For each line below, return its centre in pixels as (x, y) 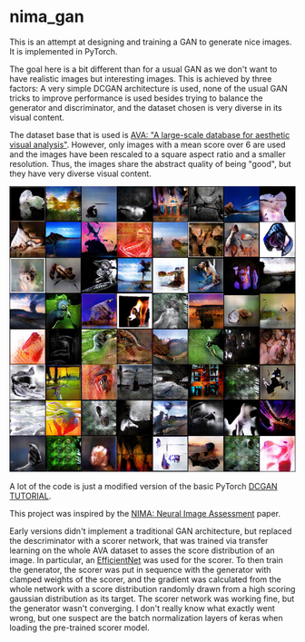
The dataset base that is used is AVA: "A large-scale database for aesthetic (150, 134)
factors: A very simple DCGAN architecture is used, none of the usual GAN (148, 88)
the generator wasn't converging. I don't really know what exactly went (142, 608)
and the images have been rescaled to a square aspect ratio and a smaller (148, 154)
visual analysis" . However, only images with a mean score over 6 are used (148, 144)
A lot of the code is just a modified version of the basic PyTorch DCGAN (144, 487)
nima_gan (47, 17)
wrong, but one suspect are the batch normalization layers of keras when (146, 618)
